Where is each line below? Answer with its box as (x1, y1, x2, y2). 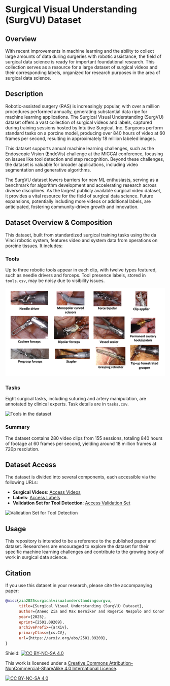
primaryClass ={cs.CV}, (18, 630, 67, 635)
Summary (5, 424, 30, 431)
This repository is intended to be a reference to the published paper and (5, 538, 156, 544)
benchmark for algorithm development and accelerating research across (5, 182, 157, 188)
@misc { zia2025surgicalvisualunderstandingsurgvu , (5, 598, 113, 603)
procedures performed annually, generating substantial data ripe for (5, 108, 148, 115)
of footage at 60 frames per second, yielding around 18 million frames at (5, 440, 157, 447)
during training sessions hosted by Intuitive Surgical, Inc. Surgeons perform (5, 124, 163, 130)
